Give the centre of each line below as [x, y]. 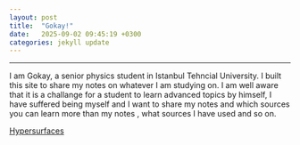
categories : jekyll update [59, 42]
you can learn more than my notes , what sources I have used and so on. [143, 114]
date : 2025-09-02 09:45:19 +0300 [75, 34]
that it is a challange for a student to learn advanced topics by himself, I [141, 95]
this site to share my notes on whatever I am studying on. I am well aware [144, 85]
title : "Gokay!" [42, 26]
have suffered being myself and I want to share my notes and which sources [150, 104]
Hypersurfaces [37, 131]
